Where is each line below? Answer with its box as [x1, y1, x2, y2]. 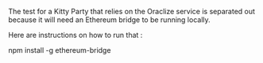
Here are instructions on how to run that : [8, 31, 143, 39]
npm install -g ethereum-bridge [8, 46, 111, 54]
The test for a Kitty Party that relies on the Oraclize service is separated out [8, 7, 256, 16]
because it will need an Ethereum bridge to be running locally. [8, 15, 211, 24]
